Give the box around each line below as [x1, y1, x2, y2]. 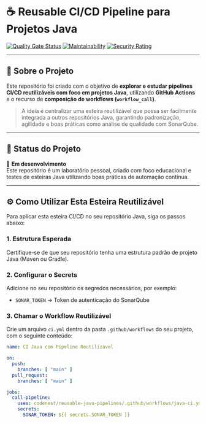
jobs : [6, 389, 20, 395]
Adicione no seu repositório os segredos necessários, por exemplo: [6, 284, 177, 291]
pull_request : [12, 372, 48, 378]
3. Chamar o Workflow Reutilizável [6, 311, 112, 320]
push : [12, 361, 26, 367]
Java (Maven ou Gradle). [6, 255, 69, 263]
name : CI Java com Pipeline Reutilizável [6, 344, 114, 350]
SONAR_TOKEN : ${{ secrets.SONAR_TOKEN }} [22, 412, 131, 418]
